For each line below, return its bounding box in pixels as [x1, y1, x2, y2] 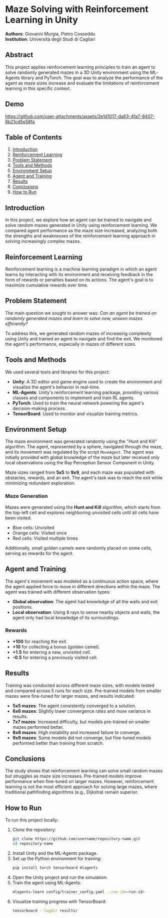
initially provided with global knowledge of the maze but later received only [5, 454, 160, 460]
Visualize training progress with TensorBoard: [12, 898, 106, 904]
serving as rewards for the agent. [5, 550, 74, 556]
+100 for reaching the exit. [12, 638, 67, 644]
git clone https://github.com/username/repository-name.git [12, 837, 140, 842]
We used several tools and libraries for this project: [5, 369, 110, 375]
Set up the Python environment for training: [12, 856, 102, 862]
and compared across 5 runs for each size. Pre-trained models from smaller [5, 688, 161, 694]
